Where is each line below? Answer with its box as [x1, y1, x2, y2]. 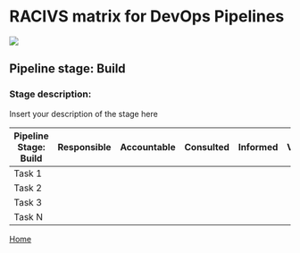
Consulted [184, 140, 230, 153]
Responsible [57, 140, 112, 153]
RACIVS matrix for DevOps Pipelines [9, 6, 285, 27]
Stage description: [9, 88, 92, 100]
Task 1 [13, 167, 43, 180]
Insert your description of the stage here [9, 108, 158, 119]
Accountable [120, 140, 176, 153]
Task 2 [13, 181, 43, 194]
